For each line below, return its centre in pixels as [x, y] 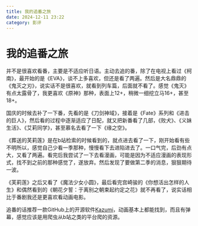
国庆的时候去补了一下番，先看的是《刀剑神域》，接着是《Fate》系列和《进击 [98, 113]
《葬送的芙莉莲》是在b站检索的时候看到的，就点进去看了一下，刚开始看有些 [98, 140]
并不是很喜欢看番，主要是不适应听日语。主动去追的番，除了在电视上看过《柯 [99, 71]
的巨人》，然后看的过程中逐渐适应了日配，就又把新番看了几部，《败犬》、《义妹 [99, 120]
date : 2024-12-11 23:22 [35, 17]
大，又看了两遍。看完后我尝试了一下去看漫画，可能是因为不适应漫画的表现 [96, 155]
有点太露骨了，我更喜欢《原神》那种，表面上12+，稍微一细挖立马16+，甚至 [98, 93]
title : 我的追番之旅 [29, 12]
